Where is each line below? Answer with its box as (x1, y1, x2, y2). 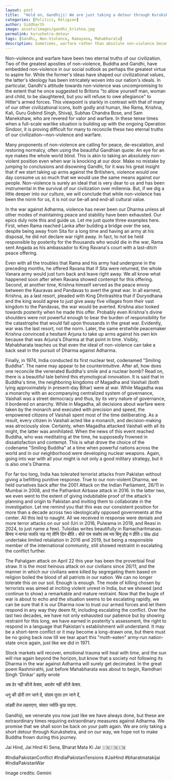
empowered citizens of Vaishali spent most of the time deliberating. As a (5, 412, 158, 418)
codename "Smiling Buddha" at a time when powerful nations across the (5, 444, 159, 450)
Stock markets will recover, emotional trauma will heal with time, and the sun (5, 649, 166, 656)
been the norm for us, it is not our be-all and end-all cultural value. (5, 196, 146, 202)
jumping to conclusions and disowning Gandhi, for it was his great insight (5, 163, 160, 170)
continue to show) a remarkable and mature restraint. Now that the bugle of (5, 590, 165, 596)
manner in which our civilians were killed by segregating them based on (5, 569, 157, 575)
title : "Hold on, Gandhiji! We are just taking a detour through (5, 12, 150, 17)
